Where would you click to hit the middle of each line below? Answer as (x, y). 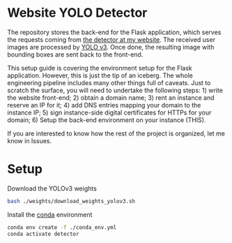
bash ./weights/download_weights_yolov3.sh (71, 201)
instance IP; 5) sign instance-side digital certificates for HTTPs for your (109, 112)
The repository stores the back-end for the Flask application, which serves (114, 32)
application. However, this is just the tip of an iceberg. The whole (100, 75)
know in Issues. (30, 140)
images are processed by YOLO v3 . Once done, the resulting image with (111, 47)
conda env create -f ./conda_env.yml (62, 227)
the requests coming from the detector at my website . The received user (111, 39)
